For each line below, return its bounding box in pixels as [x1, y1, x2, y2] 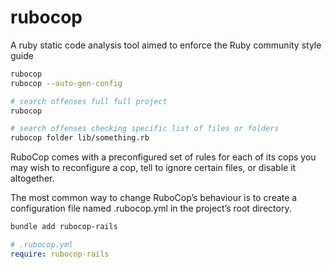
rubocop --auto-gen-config [10, 78, 123, 88]
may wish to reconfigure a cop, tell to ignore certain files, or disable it [10, 162, 297, 174]
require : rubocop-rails [10, 249, 110, 259]
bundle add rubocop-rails [10, 222, 118, 232]
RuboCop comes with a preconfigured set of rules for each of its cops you [10, 151, 317, 163]
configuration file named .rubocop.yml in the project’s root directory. [10, 202, 292, 215]
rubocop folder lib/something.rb [10, 133, 150, 143]
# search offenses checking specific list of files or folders [10, 124, 280, 134]
